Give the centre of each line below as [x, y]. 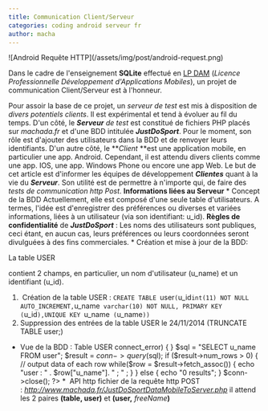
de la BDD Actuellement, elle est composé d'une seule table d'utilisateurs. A [134, 200]
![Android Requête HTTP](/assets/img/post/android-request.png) [116, 58]
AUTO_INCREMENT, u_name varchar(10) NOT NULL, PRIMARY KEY [121, 306]
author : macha [32, 34]
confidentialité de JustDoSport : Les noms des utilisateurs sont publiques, [132, 226]
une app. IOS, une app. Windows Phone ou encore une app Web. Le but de [132, 165]
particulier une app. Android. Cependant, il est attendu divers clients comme [134, 157]
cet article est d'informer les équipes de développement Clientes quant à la [133, 174]
